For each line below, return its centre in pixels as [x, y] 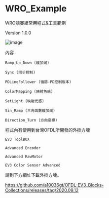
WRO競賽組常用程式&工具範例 [36, 23]
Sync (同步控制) [20, 72]
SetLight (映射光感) [25, 101]
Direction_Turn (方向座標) [31, 120]
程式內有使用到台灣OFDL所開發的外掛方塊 [48, 130]
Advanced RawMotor [24, 157]
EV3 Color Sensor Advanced [33, 165]
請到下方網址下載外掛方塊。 [33, 175]
